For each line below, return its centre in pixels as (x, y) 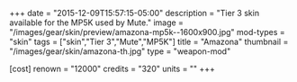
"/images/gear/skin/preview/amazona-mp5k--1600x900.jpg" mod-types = (147, 32)
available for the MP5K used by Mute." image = (97, 23)
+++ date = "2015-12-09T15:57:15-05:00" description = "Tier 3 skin (134, 13)
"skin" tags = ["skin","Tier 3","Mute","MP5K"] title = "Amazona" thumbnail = (149, 41)
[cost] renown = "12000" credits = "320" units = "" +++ (112, 68)
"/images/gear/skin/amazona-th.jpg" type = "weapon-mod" (120, 51)
